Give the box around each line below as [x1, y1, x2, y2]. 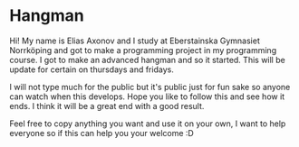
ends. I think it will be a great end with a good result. [9, 100, 205, 111]
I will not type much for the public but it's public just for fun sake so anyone [9, 81, 291, 92]
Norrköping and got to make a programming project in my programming [9, 44, 277, 55]
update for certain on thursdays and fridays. [9, 64, 174, 75]
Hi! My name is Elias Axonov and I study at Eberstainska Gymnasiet [9, 35, 260, 46]
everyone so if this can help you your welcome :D [9, 127, 195, 138]
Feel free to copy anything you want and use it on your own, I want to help [9, 118, 286, 129]
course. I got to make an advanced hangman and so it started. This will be [9, 54, 285, 65]
